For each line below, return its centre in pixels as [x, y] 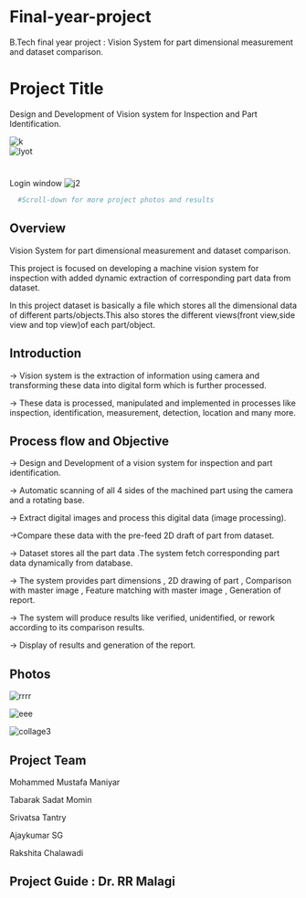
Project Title [57, 89]
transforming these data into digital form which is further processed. [138, 385]
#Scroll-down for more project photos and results [116, 200]
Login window [36, 184]
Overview [38, 229]
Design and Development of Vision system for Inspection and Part [133, 114]
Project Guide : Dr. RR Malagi [92, 882]
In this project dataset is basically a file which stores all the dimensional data [153, 305]
